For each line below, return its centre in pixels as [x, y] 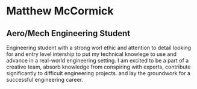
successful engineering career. [45, 80]
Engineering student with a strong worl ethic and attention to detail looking [99, 48]
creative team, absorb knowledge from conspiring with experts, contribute [98, 67]
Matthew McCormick [60, 11]
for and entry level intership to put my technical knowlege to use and [91, 54]
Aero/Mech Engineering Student [68, 33]
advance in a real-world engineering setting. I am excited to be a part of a [98, 60]
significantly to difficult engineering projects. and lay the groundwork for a [98, 73]
